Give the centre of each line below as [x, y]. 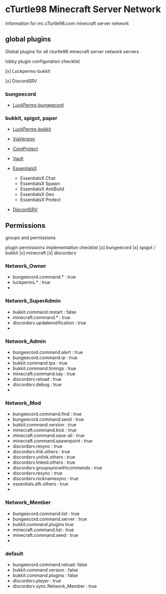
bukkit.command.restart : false [45, 312]
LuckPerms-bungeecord [38, 105]
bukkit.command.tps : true [40, 363]
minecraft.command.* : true [41, 317]
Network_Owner [26, 266]
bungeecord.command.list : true [46, 513]
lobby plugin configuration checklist [43, 61]
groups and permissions [30, 238]
